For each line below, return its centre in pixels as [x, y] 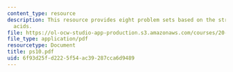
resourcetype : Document [42, 45]
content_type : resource [42, 13]
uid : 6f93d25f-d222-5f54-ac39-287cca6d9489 [71, 58]
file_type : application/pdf [48, 39]
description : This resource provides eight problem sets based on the [111, 20]
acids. [23, 26]
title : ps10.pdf [31, 52]
